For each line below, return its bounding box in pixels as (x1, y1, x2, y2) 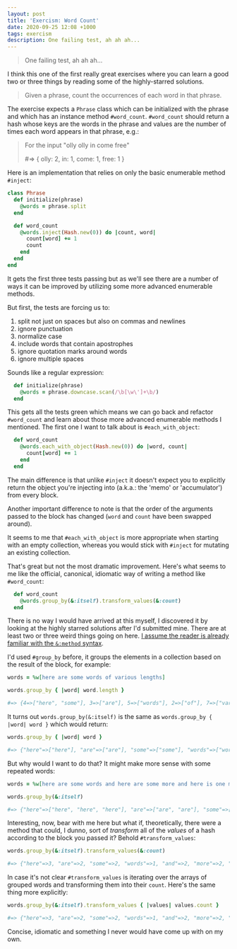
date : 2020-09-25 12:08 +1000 (7, 23, 97, 30)
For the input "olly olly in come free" (24, 141, 130, 149)
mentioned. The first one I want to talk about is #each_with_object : (7, 422, 200, 432)
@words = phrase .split (20, 202, 87, 209)
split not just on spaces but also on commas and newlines (17, 316, 186, 326)
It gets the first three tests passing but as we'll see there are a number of (7, 274, 219, 283)
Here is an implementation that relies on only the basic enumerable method (7, 168, 226, 177)
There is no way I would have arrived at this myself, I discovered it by (7, 616, 208, 625)
